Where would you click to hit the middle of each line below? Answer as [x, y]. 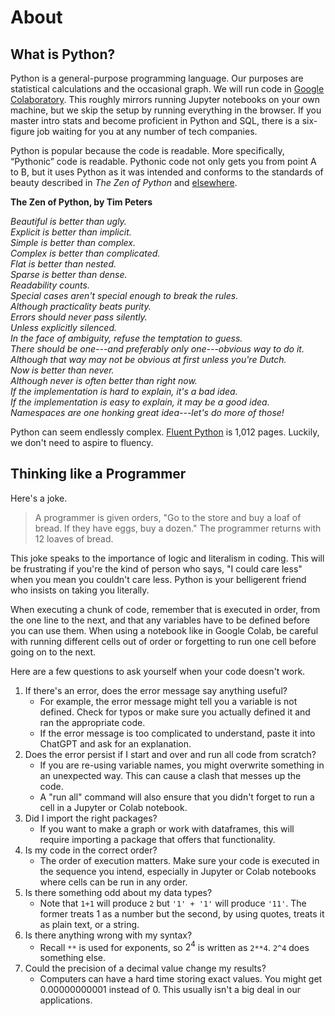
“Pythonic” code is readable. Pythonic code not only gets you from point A [163, 161]
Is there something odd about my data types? [118, 892]
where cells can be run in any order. [113, 882]
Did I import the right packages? [91, 818]
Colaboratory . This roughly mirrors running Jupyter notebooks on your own [165, 99]
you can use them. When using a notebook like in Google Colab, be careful [164, 630]
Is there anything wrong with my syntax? [108, 935]
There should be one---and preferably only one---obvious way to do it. [157, 349]
